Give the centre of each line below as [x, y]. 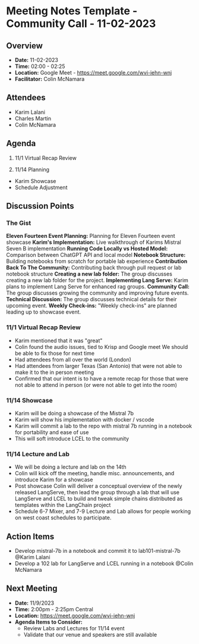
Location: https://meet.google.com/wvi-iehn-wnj [75, 615]
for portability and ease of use [52, 432]
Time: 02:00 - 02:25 [40, 66]
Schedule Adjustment [41, 187]
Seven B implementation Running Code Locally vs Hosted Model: [87, 249]
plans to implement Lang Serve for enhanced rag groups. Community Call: [98, 287]
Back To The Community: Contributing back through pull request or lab [94, 268]
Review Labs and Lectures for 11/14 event [74, 628]
